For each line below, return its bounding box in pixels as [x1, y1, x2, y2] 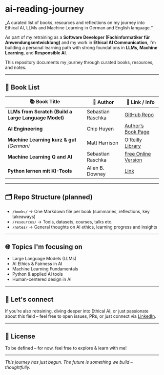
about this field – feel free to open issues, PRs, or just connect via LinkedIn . [5, 313, 156, 319]
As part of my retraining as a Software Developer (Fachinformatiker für [5, 34, 150, 40]
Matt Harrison [86, 139, 119, 146]
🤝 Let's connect [5, 295, 54, 304]
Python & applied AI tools [12, 271, 63, 277]
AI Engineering [7, 125, 43, 132]
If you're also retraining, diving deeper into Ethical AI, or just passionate [5, 308, 149, 314]
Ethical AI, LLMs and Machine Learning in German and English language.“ [5, 24, 153, 30]
